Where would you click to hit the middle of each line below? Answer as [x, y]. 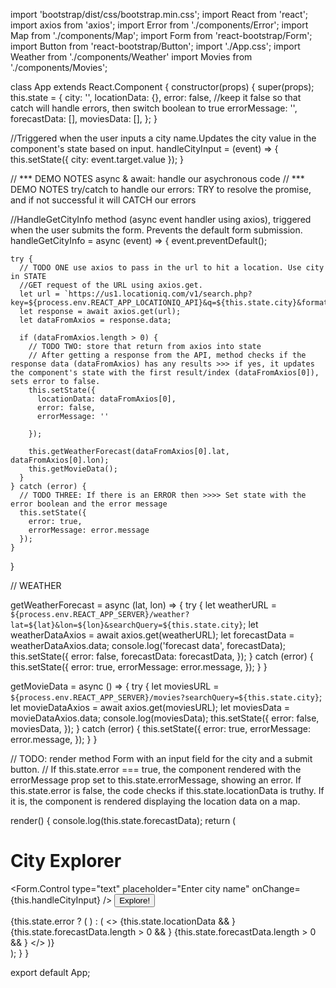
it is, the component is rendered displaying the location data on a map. [155, 801]
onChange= [276, 888]
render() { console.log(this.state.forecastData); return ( [123, 820]
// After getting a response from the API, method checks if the [167, 355]
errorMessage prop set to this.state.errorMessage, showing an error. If [156, 780]
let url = [39, 294]
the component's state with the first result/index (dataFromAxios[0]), [165, 373]
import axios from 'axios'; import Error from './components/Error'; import [159, 25]
